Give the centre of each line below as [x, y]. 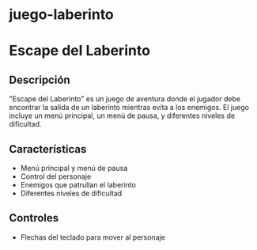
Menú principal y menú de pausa [74, 168]
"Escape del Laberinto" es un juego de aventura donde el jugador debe [125, 99]
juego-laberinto [61, 15]
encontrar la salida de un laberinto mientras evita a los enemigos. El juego [129, 108]
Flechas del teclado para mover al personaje [93, 237]
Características [48, 149]
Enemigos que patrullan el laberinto [78, 185]
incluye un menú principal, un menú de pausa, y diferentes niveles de [122, 116]
